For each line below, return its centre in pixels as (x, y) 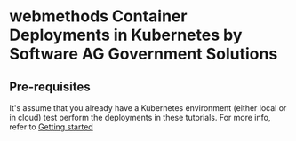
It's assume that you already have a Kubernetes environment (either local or (148, 108)
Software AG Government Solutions (144, 54)
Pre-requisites (50, 86)
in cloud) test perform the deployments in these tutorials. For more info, (140, 117)
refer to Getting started (51, 127)
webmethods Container (98, 16)
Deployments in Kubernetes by (126, 35)
